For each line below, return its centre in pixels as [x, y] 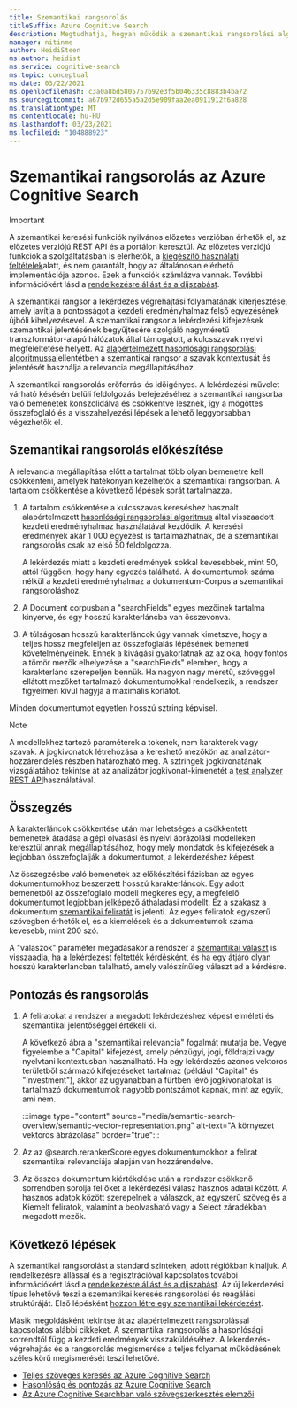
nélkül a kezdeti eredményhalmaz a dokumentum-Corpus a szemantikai [152, 580]
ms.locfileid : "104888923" [59, 133]
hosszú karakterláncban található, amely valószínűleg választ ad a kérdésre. [148, 967]
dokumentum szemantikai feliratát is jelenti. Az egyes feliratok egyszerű [140, 912]
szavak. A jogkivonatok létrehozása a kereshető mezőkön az [119, 751]
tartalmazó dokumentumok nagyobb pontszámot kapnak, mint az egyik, [152, 1090]
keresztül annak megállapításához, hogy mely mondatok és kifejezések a [142, 848]
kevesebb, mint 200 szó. [54, 930]
